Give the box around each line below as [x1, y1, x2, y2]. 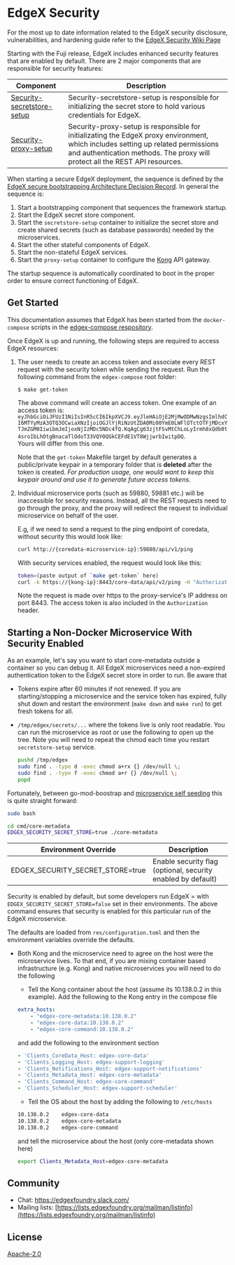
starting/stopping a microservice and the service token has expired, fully [17, 692, 227, 701]
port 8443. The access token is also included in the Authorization [17, 599, 208, 607]
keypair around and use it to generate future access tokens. [17, 475, 191, 484]
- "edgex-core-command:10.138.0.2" [30, 1026, 134, 1033]
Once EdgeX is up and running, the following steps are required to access [7, 336, 220, 345]
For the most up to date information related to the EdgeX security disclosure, [7, 28, 228, 37]
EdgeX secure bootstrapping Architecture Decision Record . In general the [7, 182, 219, 190]
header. [17, 606, 40, 615]
